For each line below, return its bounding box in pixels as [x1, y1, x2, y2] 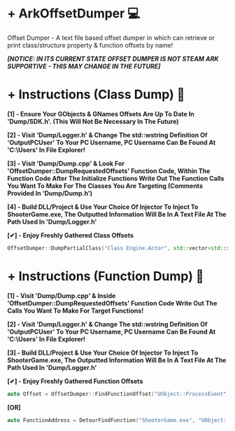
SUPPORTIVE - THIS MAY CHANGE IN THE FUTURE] [7, 62, 161, 70]
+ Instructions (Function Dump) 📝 [7, 268, 204, 284]
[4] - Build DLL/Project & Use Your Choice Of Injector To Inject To [7, 203, 199, 211]
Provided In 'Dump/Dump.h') [7, 189, 93, 197]
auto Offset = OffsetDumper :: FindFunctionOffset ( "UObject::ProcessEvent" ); [7, 390, 233, 397]
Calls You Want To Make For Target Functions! [7, 306, 144, 315]
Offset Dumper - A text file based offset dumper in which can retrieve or [7, 33, 215, 42]
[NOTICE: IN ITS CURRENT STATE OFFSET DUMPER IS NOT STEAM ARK [7, 54, 219, 63]
